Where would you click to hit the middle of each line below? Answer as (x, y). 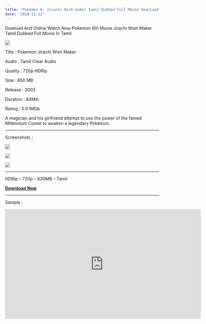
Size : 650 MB (19, 80)
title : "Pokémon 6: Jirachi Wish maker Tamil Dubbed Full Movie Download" (83, 10)
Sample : (14, 202)
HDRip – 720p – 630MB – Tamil (36, 179)
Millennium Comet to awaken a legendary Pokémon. (57, 123)
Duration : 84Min (22, 99)
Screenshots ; (19, 137)
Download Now (21, 188)
